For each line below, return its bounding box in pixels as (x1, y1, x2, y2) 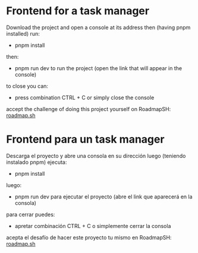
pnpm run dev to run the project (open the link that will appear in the (14, 64, 183, 72)
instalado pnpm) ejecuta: (6, 159, 67, 166)
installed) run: (6, 30, 40, 37)
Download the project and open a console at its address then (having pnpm (6, 24, 191, 31)
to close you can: (6, 82, 49, 90)
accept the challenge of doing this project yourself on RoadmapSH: (6, 105, 171, 112)
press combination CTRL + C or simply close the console (14, 94, 155, 101)
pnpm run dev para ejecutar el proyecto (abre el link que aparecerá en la (14, 193, 193, 200)
